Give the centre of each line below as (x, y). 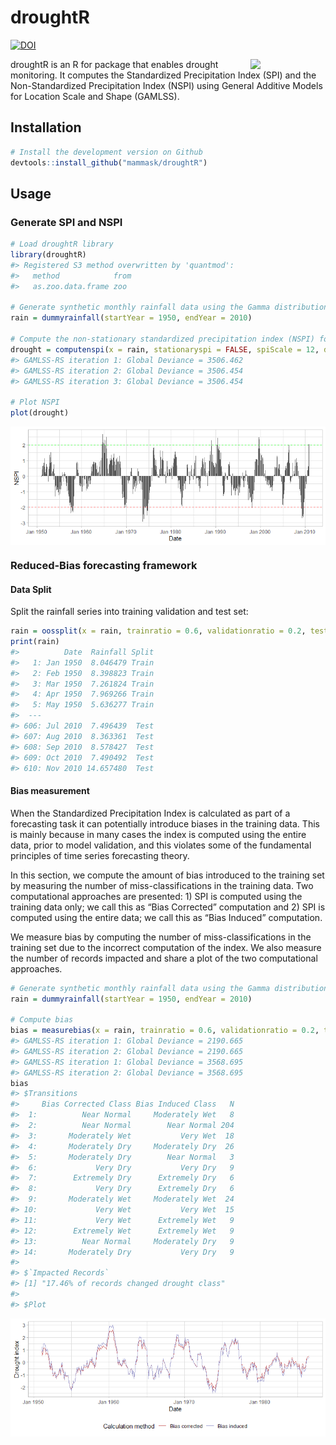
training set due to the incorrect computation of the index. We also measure (166, 947)
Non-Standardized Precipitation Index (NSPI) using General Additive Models (166, 85)
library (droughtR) (48, 255)
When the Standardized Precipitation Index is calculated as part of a (150, 813)
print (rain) (35, 642)
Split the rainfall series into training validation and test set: (129, 612)
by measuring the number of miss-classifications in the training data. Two (162, 885)
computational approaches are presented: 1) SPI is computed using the (156, 896)
